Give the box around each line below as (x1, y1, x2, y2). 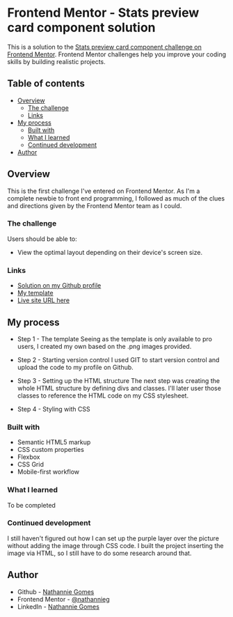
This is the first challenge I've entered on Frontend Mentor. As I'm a (7, 187, 200, 195)
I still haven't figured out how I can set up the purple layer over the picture (7, 534, 219, 542)
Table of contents (7, 78, 85, 90)
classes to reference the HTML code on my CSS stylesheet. (17, 391, 189, 400)
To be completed (7, 501, 56, 509)
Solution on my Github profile (17, 281, 102, 290)
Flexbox (17, 453, 40, 461)
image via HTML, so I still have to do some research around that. (7, 549, 192, 557)
